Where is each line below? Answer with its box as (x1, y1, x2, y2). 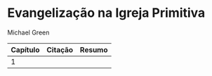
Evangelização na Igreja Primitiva (7, 5, 206, 21)
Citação (46, 44, 74, 54)
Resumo (79, 44, 108, 54)
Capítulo (11, 44, 40, 54)
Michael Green (7, 28, 50, 37)
